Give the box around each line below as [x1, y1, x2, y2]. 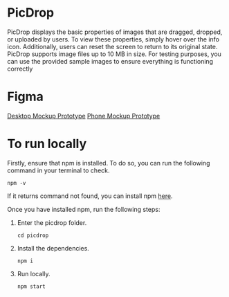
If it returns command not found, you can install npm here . [7, 192, 173, 200]
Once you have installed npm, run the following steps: [7, 205, 161, 213]
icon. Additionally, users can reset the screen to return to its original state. [7, 42, 218, 51]
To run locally [7, 136, 87, 152]
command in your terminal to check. [7, 166, 110, 174]
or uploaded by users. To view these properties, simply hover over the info [7, 35, 220, 43]
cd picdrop [17, 232, 49, 239]
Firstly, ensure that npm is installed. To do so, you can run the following [7, 159, 210, 167]
